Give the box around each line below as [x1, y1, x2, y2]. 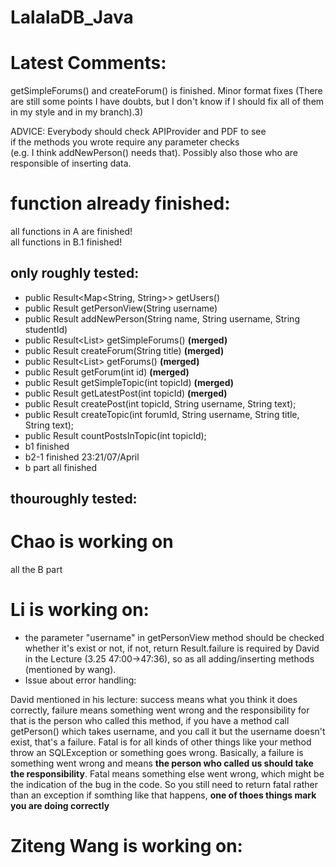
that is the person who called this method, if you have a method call [10, 715, 290, 727]
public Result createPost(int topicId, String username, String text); [24, 397, 297, 410]
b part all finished [24, 461, 98, 473]
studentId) [24, 323, 68, 335]
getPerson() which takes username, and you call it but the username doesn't [10, 726, 326, 738]
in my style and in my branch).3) [10, 106, 144, 118]
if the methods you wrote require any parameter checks [10, 136, 240, 148]
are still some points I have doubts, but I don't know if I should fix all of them [10, 96, 325, 108]
